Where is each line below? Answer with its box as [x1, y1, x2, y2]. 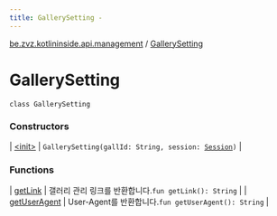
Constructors [9, 120, 69, 133]
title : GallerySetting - [9, 13, 103, 23]
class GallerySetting [9, 99, 91, 108]
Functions [9, 164, 54, 176]
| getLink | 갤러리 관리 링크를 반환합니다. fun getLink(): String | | [9, 185, 247, 196]
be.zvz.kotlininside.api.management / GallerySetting [9, 38, 203, 49]
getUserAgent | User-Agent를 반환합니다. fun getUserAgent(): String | [9, 196, 269, 208]
